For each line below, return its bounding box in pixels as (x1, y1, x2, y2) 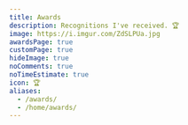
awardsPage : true (9, 37, 74, 47)
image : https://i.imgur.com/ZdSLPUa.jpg (9, 29, 161, 38)
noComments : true (9, 62, 74, 71)
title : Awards (9, 12, 62, 22)
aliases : (9, 86, 42, 95)
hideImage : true (9, 54, 69, 62)
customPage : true (9, 46, 74, 55)
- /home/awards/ (17, 103, 77, 112)
